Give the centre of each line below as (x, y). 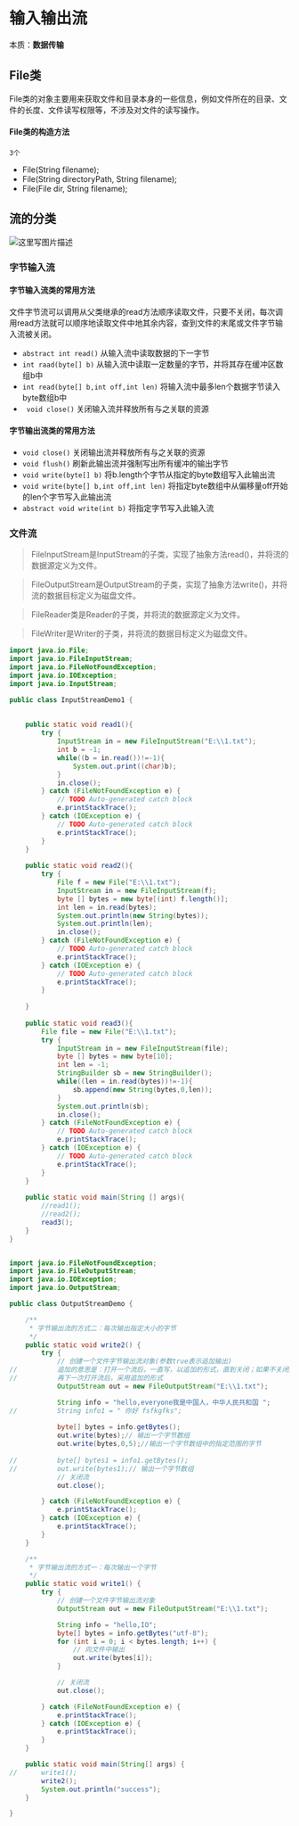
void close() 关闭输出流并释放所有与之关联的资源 (113, 452)
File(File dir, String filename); (75, 188)
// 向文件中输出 (99, 1650)
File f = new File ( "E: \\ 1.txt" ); (118, 883)
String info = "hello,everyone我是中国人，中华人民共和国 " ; (164, 1402)
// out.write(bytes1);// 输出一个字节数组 (101, 1468)
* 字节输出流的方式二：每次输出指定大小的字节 (102, 1328)
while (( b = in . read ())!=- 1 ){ (111, 758)
